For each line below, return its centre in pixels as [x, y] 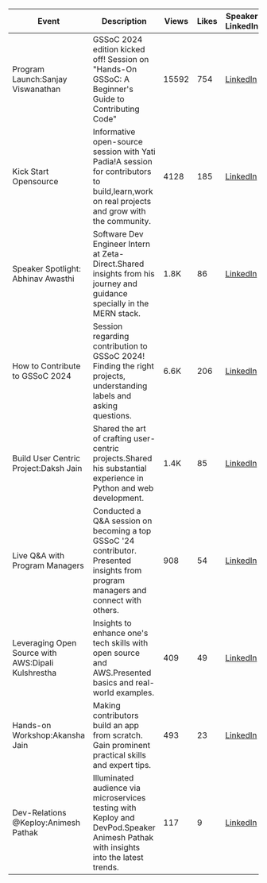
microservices [119, 798]
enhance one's [120, 633]
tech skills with [120, 643]
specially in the [121, 303]
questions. [112, 416]
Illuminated [113, 778]
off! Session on [121, 59]
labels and [112, 396]
